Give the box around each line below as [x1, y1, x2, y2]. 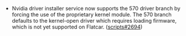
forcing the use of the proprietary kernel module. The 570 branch [11, 11, 172, 18]
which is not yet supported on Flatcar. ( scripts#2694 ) [11, 23, 143, 30]
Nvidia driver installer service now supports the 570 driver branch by [11, 5, 181, 12]
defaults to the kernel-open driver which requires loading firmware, [11, 17, 177, 24]
